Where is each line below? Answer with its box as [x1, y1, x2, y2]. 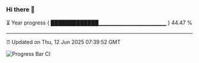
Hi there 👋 [6, 5, 36, 14]
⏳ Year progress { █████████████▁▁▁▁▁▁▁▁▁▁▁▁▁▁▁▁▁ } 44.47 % [6, 19, 192, 26]
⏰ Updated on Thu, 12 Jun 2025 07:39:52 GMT [6, 39, 121, 46]
